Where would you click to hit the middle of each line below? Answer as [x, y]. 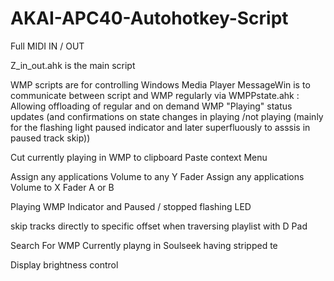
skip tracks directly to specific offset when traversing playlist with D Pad [159, 226]
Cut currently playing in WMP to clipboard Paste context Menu [139, 157]
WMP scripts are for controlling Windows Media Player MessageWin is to [160, 84]
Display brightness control [64, 264]
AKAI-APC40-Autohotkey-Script [149, 18]
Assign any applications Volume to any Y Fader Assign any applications [157, 176]
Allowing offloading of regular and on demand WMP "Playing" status [151, 106]
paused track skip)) [50, 138]
